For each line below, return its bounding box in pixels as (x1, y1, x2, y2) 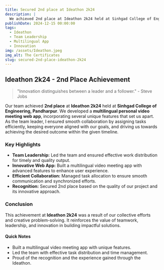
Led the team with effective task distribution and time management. (12, 249, 148, 255)
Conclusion (5, 201, 33, 208)
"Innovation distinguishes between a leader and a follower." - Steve (17, 89, 152, 94)
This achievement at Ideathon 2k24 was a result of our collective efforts (5, 212, 151, 218)
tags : (5, 25, 16, 30)
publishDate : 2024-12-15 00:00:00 (5, 21, 76, 26)
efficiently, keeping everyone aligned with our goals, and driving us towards (5, 124, 158, 130)
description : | (5, 12, 36, 17)
